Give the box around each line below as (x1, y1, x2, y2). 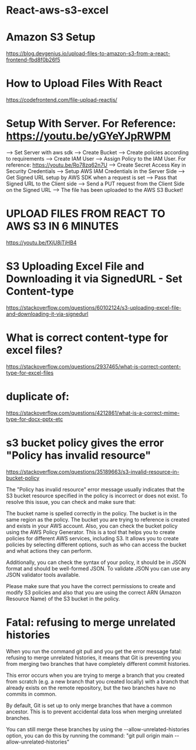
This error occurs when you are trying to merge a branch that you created (6, 672, 185, 679)
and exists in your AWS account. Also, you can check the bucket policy (6, 522, 178, 529)
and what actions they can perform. (6, 547, 93, 554)
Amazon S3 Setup (6, 31, 96, 44)
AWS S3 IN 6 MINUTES (6, 220, 119, 233)
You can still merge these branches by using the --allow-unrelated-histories (6, 725, 190, 733)
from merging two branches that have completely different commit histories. (6, 660, 191, 667)
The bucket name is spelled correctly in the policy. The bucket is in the (6, 510, 177, 517)
